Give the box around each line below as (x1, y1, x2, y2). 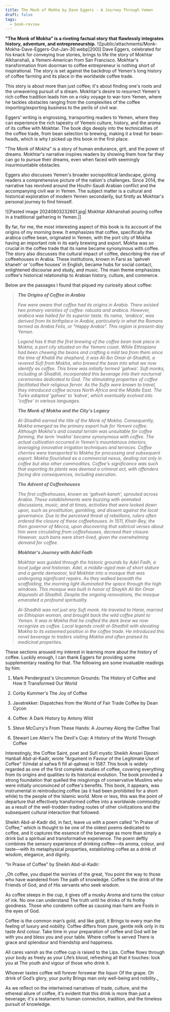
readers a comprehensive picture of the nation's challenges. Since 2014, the (5, 177, 165, 183)
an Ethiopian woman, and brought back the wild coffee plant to (17, 612, 151, 618)
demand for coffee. (17, 540, 58, 546)
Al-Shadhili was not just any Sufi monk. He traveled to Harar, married (17, 607, 163, 613)
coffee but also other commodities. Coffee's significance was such (17, 461, 158, 467)
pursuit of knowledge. (5, 1001, 51, 1007)
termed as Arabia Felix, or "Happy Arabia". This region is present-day (17, 323, 164, 330)
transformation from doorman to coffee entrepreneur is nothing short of (5, 62, 155, 68)
